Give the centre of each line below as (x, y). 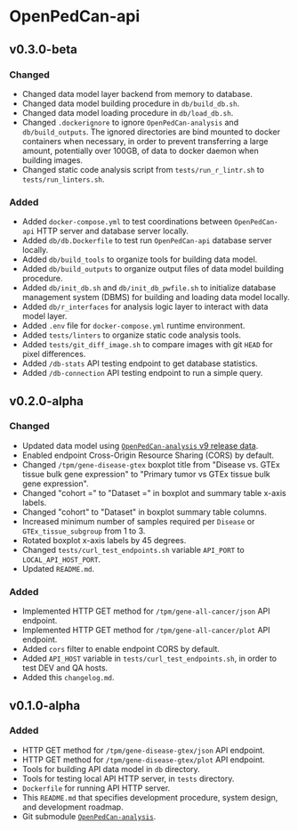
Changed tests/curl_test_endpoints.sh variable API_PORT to (133, 549)
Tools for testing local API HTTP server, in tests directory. (128, 778)
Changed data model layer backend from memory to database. (137, 94)
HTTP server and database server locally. (113, 231)
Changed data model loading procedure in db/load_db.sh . (128, 112)
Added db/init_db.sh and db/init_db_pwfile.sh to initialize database (149, 288)
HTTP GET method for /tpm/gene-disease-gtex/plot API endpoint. (143, 760)
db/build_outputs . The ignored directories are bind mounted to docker (151, 132)
